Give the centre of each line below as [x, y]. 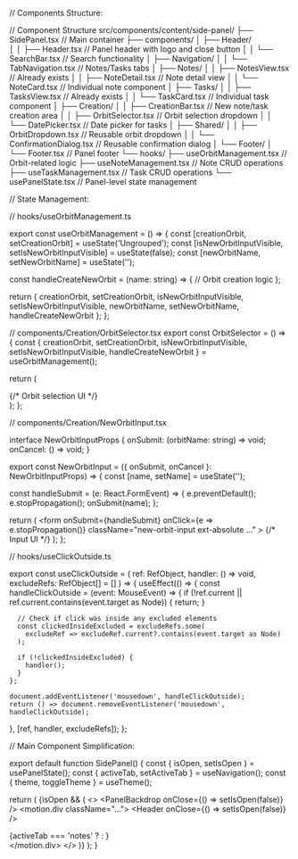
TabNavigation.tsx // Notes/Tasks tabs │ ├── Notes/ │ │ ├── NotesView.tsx [149, 68]
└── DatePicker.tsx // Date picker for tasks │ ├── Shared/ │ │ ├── [133, 125]
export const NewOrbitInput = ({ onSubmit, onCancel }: [111, 467]
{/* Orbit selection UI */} [54, 396]
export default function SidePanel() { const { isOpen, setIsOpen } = [132, 763]
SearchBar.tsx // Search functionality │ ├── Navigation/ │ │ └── [128, 58]
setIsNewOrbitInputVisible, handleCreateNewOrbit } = [108, 352]
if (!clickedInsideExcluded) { [75, 657]
